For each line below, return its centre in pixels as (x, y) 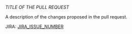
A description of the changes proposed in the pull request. (66, 17)
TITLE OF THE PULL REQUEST (37, 7)
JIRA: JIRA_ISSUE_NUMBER (35, 26)
